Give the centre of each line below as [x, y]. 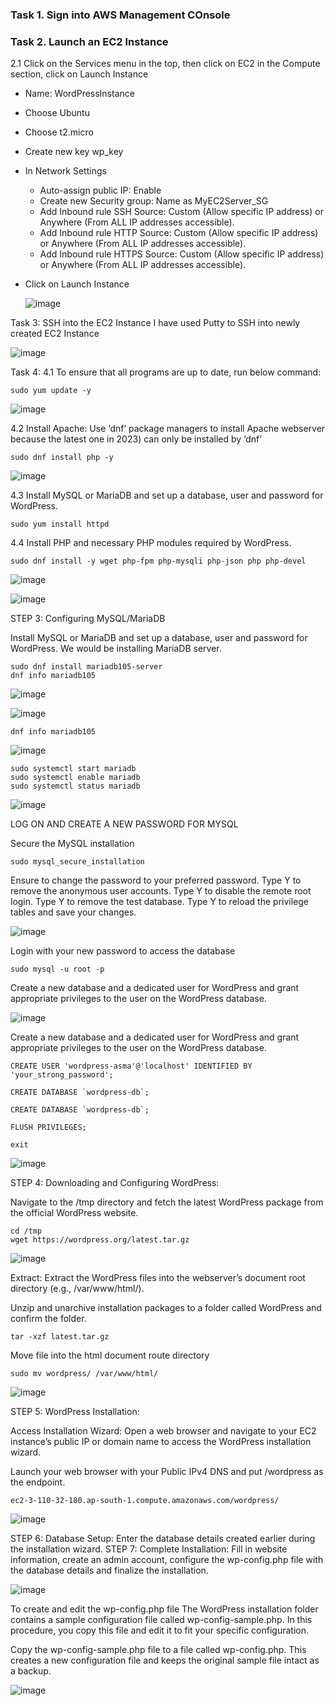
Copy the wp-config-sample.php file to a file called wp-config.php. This [158, 1650]
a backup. [31, 1671]
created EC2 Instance [55, 334]
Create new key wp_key [74, 152]
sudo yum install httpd [60, 524]
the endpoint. [38, 1482]
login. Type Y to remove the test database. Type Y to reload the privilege [160, 902]
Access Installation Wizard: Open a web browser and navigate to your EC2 [163, 1431]
